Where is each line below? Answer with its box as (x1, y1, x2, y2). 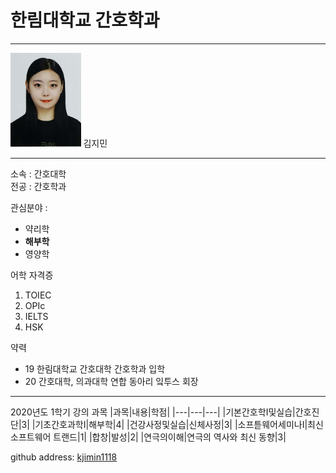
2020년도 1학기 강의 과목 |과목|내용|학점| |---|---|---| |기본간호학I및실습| (10, 406, 296, 418)
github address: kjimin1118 (10, 451, 118, 463)
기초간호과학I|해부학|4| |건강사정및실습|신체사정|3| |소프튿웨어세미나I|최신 (34, 418, 324, 430)
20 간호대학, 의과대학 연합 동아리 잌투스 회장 (24, 375, 199, 387)
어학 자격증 (10, 269, 54, 281)
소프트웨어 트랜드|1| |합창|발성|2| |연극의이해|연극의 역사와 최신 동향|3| (10, 431, 287, 443)
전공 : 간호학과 (10, 180, 67, 192)
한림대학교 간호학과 (10, 9, 160, 32)
